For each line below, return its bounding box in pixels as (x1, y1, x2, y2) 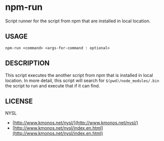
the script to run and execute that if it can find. (5, 82, 100, 88)
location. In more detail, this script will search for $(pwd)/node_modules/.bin (5, 77, 160, 83)
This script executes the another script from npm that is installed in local (5, 72, 153, 78)
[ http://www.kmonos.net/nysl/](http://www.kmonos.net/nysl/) (12, 120, 138, 126)
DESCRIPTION (5, 59, 50, 68)
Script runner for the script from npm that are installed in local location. (5, 18, 151, 24)
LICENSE (5, 97, 33, 105)
